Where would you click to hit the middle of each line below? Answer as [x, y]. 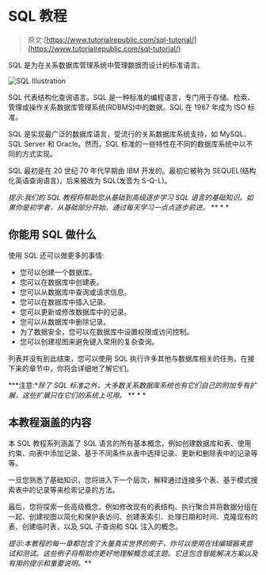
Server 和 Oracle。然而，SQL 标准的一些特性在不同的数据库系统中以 [135, 144]
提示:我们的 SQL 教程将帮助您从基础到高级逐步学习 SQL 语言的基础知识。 [127, 197]
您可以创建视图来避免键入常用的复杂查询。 [89, 341]
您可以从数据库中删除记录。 [65, 321]
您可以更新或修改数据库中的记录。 [75, 312]
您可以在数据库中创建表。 [61, 282]
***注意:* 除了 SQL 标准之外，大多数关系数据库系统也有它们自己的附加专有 [129, 385]
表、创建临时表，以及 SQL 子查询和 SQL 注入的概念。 [95, 526]
